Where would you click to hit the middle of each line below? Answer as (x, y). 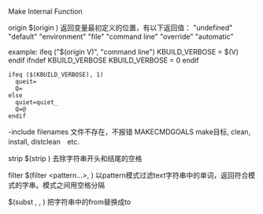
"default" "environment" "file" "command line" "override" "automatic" (121, 36)
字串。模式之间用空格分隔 (63, 185)
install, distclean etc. (44, 142)
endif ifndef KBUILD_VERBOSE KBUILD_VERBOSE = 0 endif (104, 60)
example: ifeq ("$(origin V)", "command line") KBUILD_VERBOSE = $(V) (123, 52)
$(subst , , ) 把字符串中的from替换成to (70, 202)
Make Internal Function (45, 11)
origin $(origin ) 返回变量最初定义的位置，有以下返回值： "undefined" (120, 28)
